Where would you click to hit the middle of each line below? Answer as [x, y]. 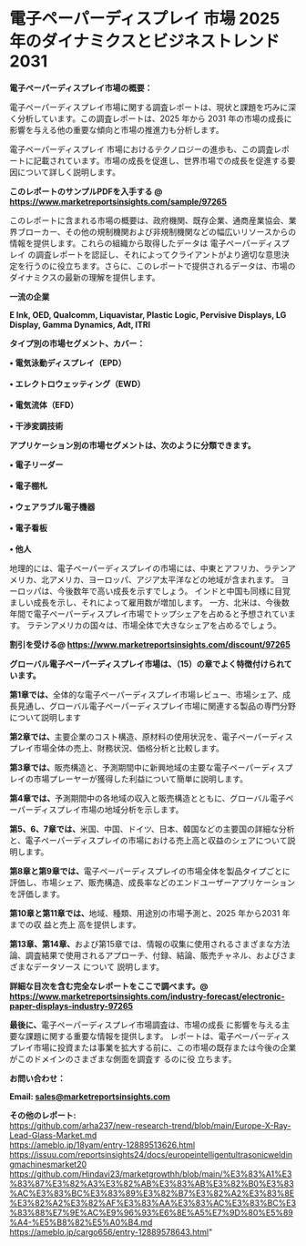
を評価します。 [37, 894]
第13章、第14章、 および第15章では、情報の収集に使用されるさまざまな [142, 944]
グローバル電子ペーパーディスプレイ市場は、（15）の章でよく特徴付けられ [147, 664]
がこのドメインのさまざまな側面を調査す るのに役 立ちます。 [123, 1058]
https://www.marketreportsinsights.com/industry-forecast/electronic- [147, 996]
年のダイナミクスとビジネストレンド [145, 41]
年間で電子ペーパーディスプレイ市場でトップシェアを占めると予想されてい [149, 613]
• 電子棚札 [28, 485]
